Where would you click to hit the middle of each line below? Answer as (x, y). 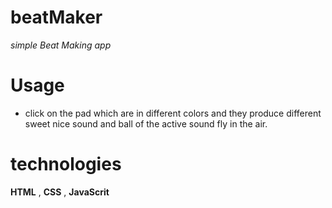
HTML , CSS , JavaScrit (60, 192)
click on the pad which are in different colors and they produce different (173, 113)
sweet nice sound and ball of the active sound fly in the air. (146, 123)
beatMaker (56, 17)
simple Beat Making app (61, 45)
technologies (66, 164)
